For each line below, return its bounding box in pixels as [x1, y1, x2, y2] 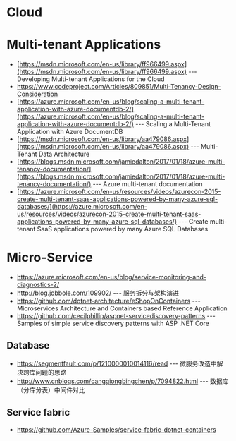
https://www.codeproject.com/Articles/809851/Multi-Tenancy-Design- [16, 83, 221, 91]
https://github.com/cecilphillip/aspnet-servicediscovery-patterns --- [16, 312, 216, 320]
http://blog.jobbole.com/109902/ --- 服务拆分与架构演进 [16, 289, 180, 297]
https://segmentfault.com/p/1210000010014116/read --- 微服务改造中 [16, 359, 218, 368]
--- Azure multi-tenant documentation [92, 180, 203, 188]
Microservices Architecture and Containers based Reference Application [16, 304, 228, 313]
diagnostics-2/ [16, 280, 60, 289]
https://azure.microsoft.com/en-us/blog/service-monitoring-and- [16, 273, 207, 282]
